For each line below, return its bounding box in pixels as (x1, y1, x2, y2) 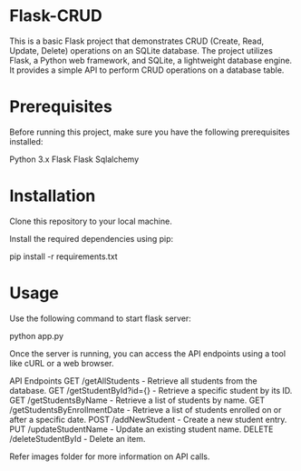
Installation (9, 185, 96, 206)
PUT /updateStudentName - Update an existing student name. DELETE (9, 424, 274, 435)
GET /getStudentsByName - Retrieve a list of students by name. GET (9, 395, 266, 406)
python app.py (9, 330, 64, 341)
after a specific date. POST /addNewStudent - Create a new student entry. (9, 414, 287, 425)
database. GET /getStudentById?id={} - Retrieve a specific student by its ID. (9, 385, 293, 396)
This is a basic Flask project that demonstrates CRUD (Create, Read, (9, 35, 265, 46)
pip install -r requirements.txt (9, 251, 118, 262)
